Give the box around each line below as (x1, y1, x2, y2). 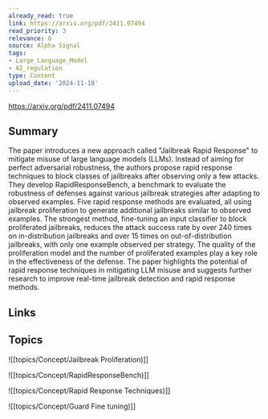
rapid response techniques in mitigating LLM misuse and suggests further (8, 265, 253, 275)
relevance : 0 (8, 34, 52, 43)
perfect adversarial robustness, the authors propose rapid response (8, 162, 233, 173)
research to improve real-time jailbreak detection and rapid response (8, 274, 236, 284)
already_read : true (8, 11, 74, 20)
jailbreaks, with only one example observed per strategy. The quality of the (8, 240, 256, 249)
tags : (8, 49, 26, 57)
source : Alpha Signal (8, 42, 81, 50)
